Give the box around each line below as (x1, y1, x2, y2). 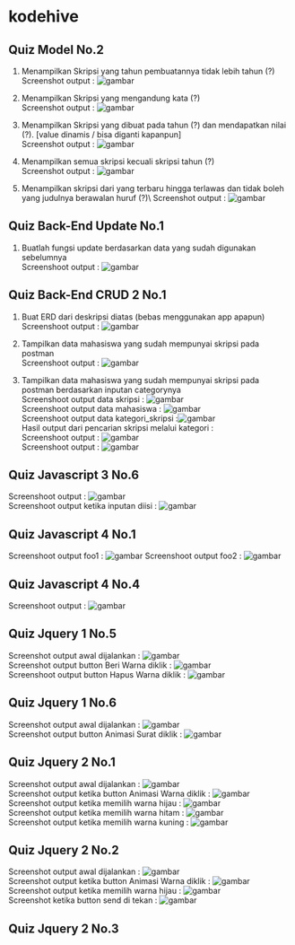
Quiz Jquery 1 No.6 (8, 696, 117, 711)
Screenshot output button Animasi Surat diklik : (8, 729, 183, 739)
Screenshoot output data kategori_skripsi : (21, 413, 178, 424)
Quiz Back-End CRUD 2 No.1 (8, 287, 167, 302)
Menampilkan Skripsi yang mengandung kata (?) (21, 92, 201, 103)
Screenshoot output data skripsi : (21, 393, 145, 405)
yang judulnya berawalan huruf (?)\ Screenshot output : (21, 193, 226, 203)
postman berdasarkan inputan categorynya (21, 384, 181, 395)
